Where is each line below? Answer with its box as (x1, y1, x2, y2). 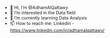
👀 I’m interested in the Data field (9, 10, 76, 16)
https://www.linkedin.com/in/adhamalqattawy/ (9, 27, 105, 33)
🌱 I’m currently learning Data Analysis (9, 15, 87, 20)
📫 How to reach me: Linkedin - (9, 20, 75, 26)
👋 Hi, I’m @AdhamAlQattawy (9, 5, 69, 10)
